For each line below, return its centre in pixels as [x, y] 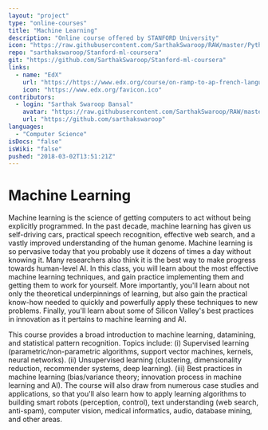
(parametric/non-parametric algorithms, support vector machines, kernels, [131, 352]
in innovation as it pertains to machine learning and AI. [98, 319]
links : [19, 68]
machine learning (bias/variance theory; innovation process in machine [125, 377]
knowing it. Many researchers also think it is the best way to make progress [132, 260]
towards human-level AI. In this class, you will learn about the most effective [134, 268]
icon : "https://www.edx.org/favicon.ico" [92, 90]
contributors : [32, 97]
